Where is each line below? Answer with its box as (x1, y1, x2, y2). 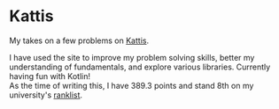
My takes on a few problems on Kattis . (9, 35, 149, 46)
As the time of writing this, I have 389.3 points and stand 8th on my (9, 80, 254, 91)
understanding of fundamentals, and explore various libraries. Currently (9, 62, 271, 72)
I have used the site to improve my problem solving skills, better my (9, 52, 255, 62)
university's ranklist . (9, 90, 82, 100)
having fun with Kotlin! (9, 70, 91, 81)
